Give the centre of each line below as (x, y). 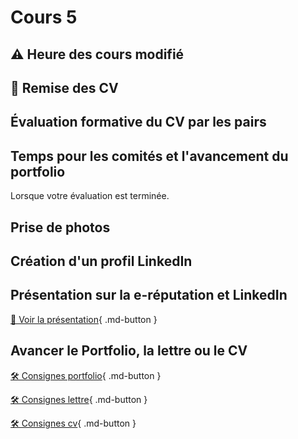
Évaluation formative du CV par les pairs (138, 122)
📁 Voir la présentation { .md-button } (84, 319)
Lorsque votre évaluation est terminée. (90, 196)
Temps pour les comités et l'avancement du (149, 156)
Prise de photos (60, 227)
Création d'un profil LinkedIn (101, 261)
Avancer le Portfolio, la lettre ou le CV (129, 351)
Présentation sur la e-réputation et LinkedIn (149, 295)
